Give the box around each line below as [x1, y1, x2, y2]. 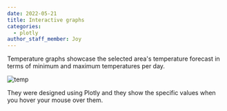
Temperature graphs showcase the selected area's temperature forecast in [7, 54, 221, 63]
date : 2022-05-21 [7, 10, 57, 17]
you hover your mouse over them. [7, 96, 103, 104]
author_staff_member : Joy [7, 36, 81, 43]
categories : [7, 23, 41, 30]
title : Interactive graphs [7, 17, 85, 23]
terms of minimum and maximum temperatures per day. [7, 62, 166, 70]
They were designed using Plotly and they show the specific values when [7, 89, 216, 97]
